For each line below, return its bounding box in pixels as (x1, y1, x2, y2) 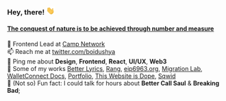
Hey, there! (7, 8, 45, 17)
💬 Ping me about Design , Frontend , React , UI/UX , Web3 (7, 57, 167, 66)
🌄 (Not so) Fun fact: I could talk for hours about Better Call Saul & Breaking (7, 78, 220, 87)
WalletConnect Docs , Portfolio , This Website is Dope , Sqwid (7, 72, 176, 80)
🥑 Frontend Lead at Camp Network (7, 40, 105, 48)
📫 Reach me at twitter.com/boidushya (7, 47, 116, 55)
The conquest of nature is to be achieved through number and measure (7, 24, 214, 33)
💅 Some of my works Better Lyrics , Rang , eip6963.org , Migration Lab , (7, 64, 203, 72)
